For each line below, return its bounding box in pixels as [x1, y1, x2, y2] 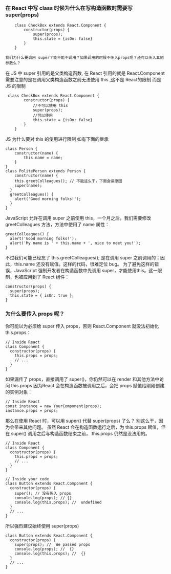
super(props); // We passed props [14, 542, 91, 547]
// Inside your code [5, 476, 50, 481]
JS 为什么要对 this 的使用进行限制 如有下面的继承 [5, 136, 109, 142]
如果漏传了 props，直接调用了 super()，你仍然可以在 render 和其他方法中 [5, 376, 160, 382]
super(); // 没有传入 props [14, 491, 72, 496]
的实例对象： [5, 389, 32, 395]
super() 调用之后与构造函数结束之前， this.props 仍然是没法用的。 [11, 430, 150, 436]
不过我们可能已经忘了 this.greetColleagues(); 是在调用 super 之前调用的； [5, 255, 161, 261]
